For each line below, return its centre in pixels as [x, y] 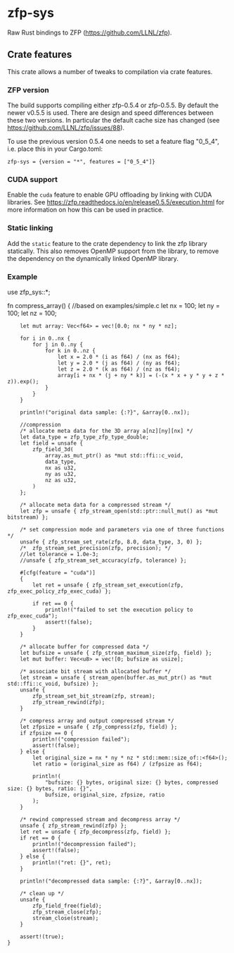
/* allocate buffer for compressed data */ [85, 646]
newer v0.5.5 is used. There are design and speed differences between [111, 113]
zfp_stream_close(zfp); [67, 912]
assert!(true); [42, 936]
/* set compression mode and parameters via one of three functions [122, 529]
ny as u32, [61, 474]
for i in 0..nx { [45, 338]
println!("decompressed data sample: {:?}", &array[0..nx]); [111, 881]
